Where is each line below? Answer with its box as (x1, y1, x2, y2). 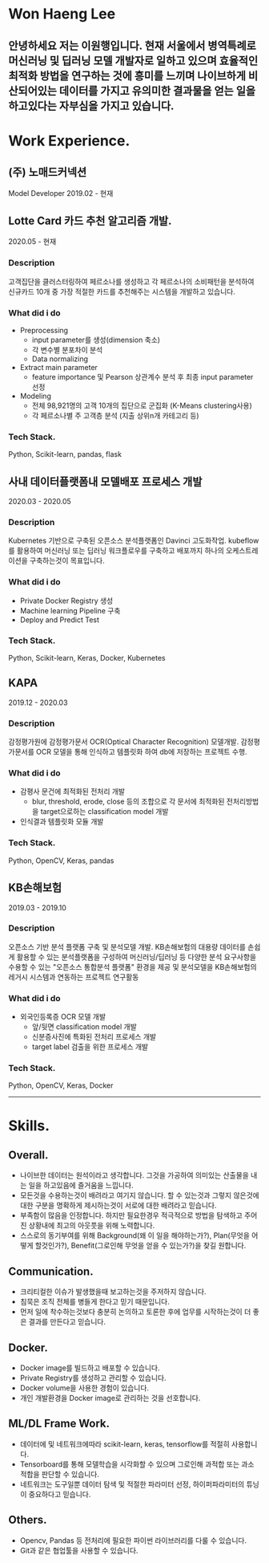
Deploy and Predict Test (19, 615, 100, 625)
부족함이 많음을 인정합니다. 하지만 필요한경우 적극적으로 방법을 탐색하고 (19, 1211, 243, 1220)
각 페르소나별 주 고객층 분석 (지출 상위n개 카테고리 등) (31, 410, 199, 420)
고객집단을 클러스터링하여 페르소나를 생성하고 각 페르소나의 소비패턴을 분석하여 (8, 276, 255, 286)
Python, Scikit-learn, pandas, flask (8, 450, 122, 459)
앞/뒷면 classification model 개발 (31, 1022, 138, 1032)
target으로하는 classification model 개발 (40, 807, 169, 816)
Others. (8, 1513, 47, 1527)
